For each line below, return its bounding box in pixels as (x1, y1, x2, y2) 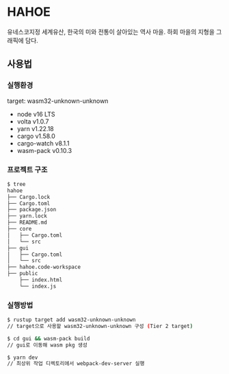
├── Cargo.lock (7, 194, 51, 200)
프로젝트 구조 (7, 165, 48, 174)
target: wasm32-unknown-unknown (7, 97, 109, 105)
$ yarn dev (7, 354, 38, 361)
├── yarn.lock (7, 213, 48, 220)
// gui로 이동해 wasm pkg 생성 (7, 341, 87, 349)
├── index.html (19, 277, 63, 283)
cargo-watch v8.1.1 (16, 139, 70, 148)
